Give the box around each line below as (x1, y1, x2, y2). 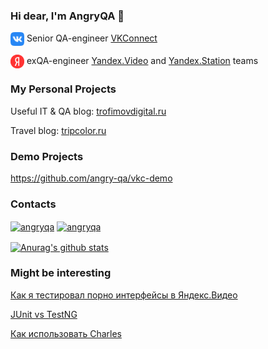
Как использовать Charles (10, 327, 122, 339)
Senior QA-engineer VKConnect (26, 32, 158, 44)
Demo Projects (10, 149, 84, 163)
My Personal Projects (10, 82, 117, 96)
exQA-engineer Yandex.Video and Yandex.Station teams (26, 55, 259, 67)
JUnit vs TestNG (10, 308, 78, 320)
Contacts (10, 197, 57, 211)
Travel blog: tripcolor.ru (10, 124, 107, 136)
